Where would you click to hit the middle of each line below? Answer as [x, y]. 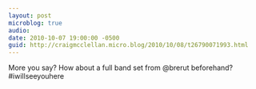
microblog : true [35, 23]
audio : [19, 30]
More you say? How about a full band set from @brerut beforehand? [121, 68]
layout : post [30, 15]
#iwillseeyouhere [36, 76]
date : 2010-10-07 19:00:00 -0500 [64, 38]
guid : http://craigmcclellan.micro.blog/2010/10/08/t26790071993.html [128, 45]
